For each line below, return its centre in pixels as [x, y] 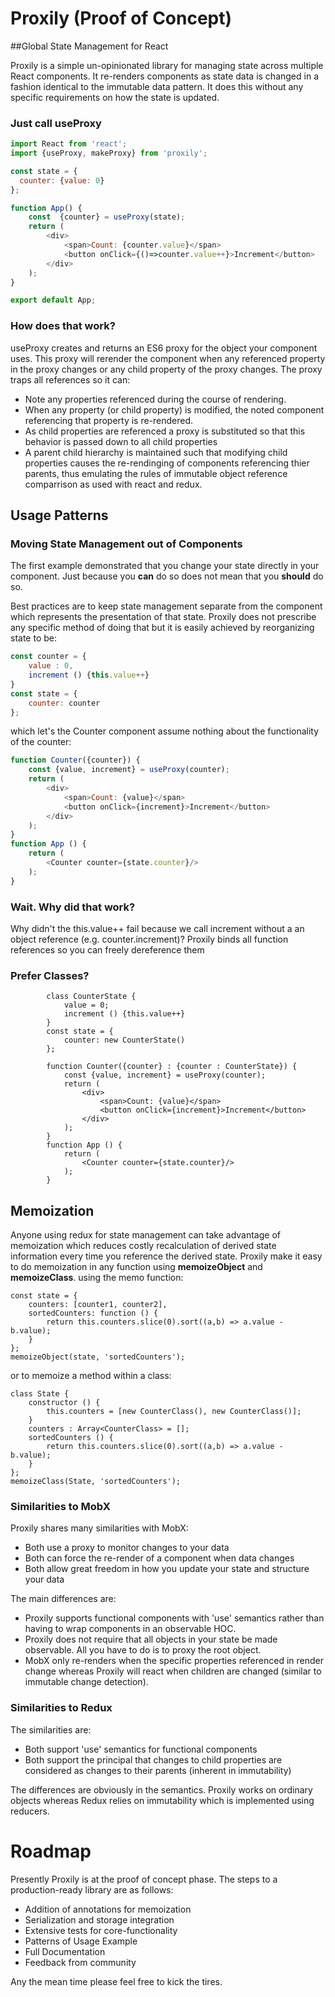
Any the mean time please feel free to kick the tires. [116, 1981]
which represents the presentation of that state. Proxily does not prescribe [163, 617]
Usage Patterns [59, 515]
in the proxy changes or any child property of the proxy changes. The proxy [166, 369]
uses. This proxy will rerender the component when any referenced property [168, 358]
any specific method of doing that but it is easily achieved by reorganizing [162, 628]
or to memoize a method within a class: [91, 1376]
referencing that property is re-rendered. [109, 420]
